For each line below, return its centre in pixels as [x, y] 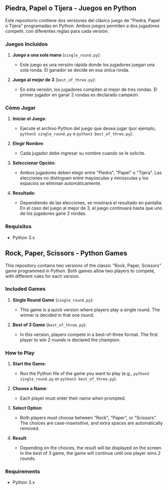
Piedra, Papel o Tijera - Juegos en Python [71, 8]
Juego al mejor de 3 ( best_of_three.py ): [54, 80]
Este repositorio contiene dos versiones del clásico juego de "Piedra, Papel [82, 20]
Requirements [23, 471]
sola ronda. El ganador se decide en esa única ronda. [75, 70]
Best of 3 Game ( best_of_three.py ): [49, 325]
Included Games [25, 289]
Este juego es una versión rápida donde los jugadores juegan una [87, 65]
